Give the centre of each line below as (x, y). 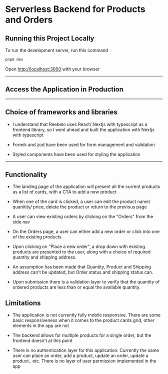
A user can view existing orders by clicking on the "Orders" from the (83, 216)
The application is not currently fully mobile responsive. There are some (86, 315)
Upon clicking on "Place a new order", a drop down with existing (79, 246)
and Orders (29, 20)
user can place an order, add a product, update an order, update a (80, 355)
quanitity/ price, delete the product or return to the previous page (79, 207)
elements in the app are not (40, 325)
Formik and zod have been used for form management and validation (83, 144)
